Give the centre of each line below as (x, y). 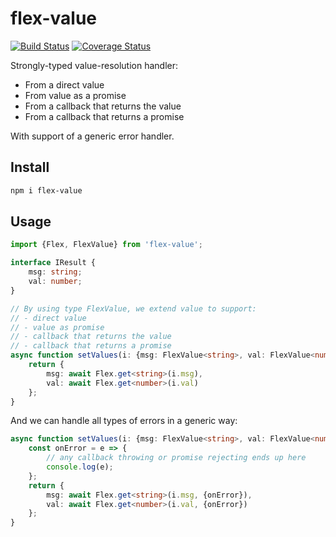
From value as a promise (75, 95)
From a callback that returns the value (103, 106)
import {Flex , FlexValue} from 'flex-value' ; (106, 245)
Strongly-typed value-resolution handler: (94, 65)
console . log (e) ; (80, 467)
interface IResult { (53, 263)
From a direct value (64, 84)
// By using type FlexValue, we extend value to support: (133, 308)
